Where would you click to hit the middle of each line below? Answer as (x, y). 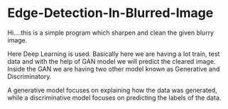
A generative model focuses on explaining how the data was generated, (113, 90)
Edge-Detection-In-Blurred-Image (110, 13)
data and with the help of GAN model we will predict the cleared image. (112, 61)
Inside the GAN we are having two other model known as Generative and (114, 69)
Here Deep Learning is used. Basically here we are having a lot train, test (114, 54)
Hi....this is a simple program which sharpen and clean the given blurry (111, 33)
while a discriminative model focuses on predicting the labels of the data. (114, 98)
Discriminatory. (29, 76)
